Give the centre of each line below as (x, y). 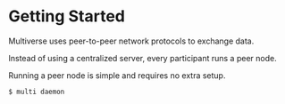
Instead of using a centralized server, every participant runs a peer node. (143, 58)
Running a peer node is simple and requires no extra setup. (117, 75)
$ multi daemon (37, 92)
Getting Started (67, 16)
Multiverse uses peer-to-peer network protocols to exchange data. (131, 41)
